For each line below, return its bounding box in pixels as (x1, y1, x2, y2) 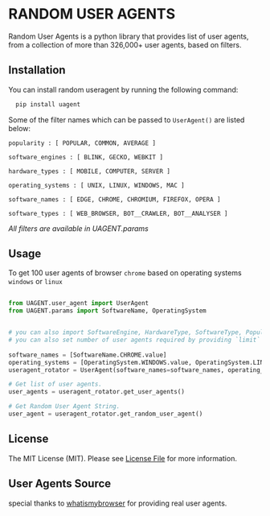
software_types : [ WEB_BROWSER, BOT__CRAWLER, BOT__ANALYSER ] (8, 209, 228, 217)
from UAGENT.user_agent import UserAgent (8, 299, 149, 308)
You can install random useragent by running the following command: (8, 85, 239, 94)
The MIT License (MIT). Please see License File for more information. (8, 453, 237, 463)
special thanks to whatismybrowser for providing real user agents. (8, 498, 227, 508)
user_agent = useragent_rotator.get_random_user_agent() (8, 410, 203, 419)
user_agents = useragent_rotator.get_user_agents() (8, 388, 185, 396)
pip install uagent (15, 100, 81, 109)
